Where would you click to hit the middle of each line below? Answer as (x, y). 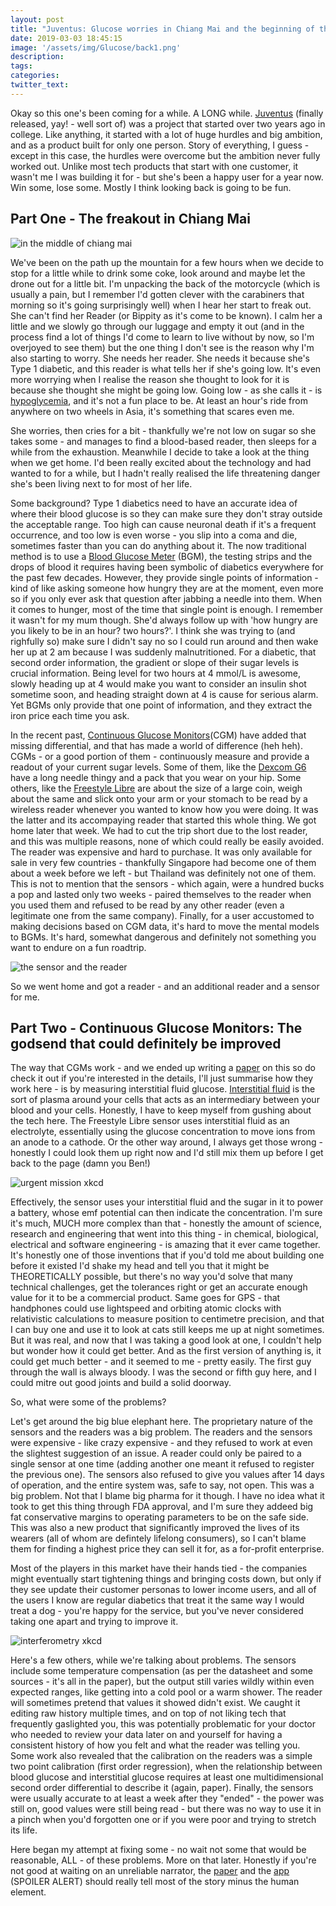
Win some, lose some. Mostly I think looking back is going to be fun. (151, 187)
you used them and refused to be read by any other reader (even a (147, 905)
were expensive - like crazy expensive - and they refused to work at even (161, 1443)
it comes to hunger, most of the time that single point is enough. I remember (166, 609)
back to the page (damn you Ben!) (80, 1163)
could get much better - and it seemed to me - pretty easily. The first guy (161, 1362)
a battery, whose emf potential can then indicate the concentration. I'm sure (166, 1213)
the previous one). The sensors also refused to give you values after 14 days (167, 1475)
